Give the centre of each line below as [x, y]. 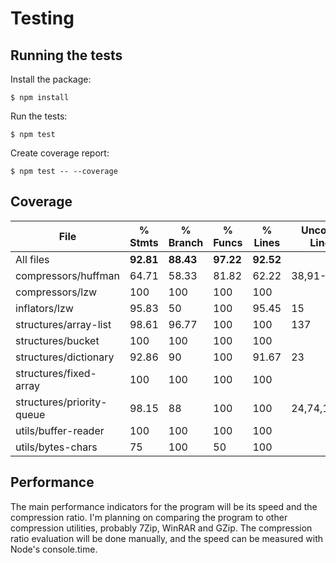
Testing [42, 18]
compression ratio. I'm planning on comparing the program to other [149, 517]
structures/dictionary [65, 357]
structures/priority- [61, 402]
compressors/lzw [56, 292]
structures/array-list [63, 324]
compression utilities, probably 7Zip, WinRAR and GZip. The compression [161, 528]
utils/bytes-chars [56, 447]
